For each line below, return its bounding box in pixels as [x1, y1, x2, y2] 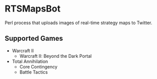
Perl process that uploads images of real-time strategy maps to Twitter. [5, 20, 152, 26]
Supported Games [5, 34, 63, 43]
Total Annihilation [12, 58, 48, 64]
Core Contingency [19, 63, 58, 69]
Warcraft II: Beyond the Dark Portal [19, 53, 92, 59]
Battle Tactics [19, 69, 48, 75]
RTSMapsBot [5, 3, 61, 15]
